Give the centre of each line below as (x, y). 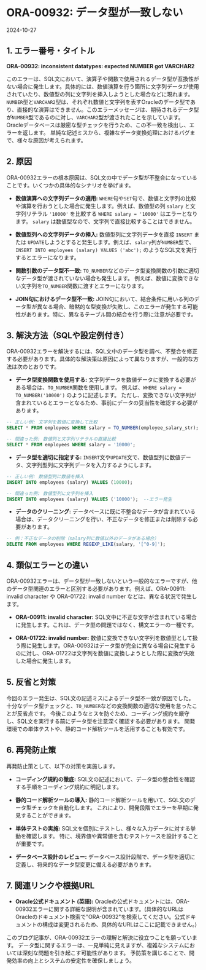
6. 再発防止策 (31, 750)
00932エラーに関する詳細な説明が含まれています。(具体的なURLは (99, 909)
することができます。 (48, 815)
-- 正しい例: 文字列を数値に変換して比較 (52, 422)
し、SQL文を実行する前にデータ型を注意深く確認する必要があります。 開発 (101, 721)
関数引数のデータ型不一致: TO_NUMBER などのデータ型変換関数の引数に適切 (107, 270)
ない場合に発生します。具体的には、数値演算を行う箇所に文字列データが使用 (103, 86)
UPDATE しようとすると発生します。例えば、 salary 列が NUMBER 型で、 (111, 242)
